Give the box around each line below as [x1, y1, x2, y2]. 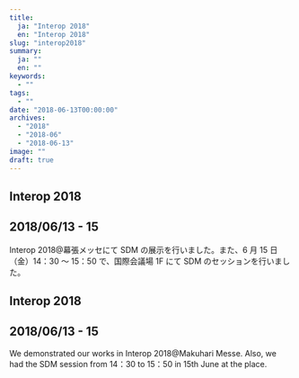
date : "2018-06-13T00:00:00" [9, 105, 119, 114]
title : [9, 13, 34, 22]
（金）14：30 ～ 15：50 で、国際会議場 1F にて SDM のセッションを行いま [9, 256, 283, 266]
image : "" [9, 147, 47, 156]
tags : [9, 88, 30, 97]
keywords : [9, 72, 47, 81]
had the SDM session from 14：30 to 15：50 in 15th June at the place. [9, 358, 268, 369]
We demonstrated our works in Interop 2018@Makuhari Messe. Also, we [9, 347, 277, 358]
